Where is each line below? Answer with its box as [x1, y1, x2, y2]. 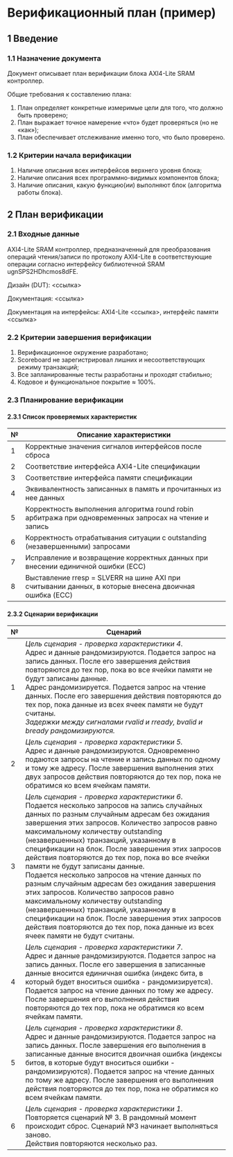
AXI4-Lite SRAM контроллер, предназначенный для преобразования [7, 245, 211, 253]
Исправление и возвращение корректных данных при [25, 553, 209, 563]
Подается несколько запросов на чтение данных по [25, 871, 202, 880]
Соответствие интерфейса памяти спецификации [25, 473, 193, 483]
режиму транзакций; [17, 363, 80, 371]
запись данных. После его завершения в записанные [25, 960, 206, 969]
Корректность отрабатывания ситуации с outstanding [25, 533, 207, 543]
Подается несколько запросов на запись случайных [25, 801, 203, 811]
